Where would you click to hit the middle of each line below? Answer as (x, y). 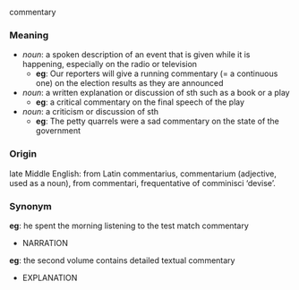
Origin (23, 154)
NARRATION (45, 243)
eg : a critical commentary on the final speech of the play (140, 102)
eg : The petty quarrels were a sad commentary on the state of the (158, 121)
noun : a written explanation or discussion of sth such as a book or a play (156, 93)
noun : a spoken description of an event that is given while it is (136, 55)
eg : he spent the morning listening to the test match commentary (129, 226)
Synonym (30, 206)
